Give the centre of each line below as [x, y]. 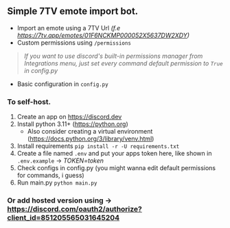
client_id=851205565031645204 [64, 218]
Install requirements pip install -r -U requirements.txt [98, 146]
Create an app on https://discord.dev [69, 117]
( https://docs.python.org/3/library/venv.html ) [91, 139]
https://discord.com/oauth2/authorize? [74, 209]
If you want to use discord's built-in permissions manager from [113, 56]
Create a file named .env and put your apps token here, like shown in [114, 154]
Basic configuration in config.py [62, 84]
